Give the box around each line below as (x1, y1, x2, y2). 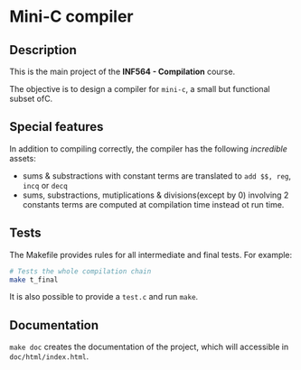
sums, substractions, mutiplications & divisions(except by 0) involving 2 (22, 190, 289, 200)
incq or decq (22, 180, 68, 190)
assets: (9, 153, 36, 163)
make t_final (9, 275, 59, 284)
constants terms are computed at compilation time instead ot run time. (22, 199, 285, 209)
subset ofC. (9, 93, 53, 104)
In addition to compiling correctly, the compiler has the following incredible (9, 143, 287, 154)
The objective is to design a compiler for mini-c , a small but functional (9, 84, 270, 94)
